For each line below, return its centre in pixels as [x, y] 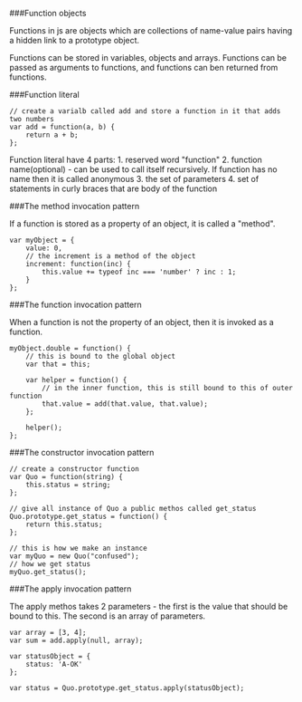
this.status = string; [68, 485]
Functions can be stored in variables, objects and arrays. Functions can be [148, 58]
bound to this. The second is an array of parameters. [108, 616]
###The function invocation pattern [75, 304]
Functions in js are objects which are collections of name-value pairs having [151, 30]
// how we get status [50, 564]
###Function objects [48, 13]
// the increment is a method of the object [111, 256]
